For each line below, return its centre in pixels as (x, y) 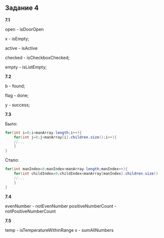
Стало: (12, 160)
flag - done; (17, 95)
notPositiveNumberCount (31, 211)
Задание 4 (22, 8)
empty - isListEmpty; (26, 67)
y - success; (18, 105)
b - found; (15, 86)
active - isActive (21, 48)
